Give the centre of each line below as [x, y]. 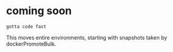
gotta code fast [26, 27]
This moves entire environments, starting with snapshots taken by [87, 37]
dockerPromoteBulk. [31, 44]
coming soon [39, 11]
